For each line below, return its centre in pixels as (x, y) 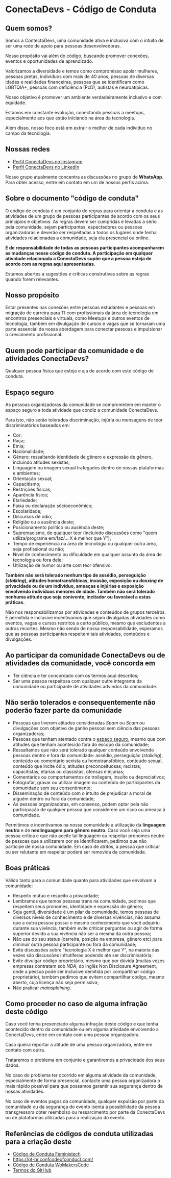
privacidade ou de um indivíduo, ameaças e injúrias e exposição (75, 586)
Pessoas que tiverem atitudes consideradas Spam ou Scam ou (79, 722)
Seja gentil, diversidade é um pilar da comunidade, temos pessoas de (86, 912)
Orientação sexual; (32, 479)
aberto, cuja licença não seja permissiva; (56, 982)
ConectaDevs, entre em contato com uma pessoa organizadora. (73, 1035)
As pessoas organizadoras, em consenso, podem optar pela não (81, 804)
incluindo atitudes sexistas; (41, 462)
